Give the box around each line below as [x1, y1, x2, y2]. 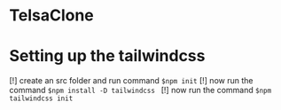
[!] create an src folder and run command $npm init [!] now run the [9, 75, 254, 86]
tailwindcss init [9, 94, 74, 103]
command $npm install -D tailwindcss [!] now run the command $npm [9, 85, 272, 96]
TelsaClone [9, 5, 95, 26]
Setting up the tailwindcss [9, 46, 206, 67]
